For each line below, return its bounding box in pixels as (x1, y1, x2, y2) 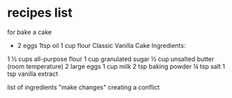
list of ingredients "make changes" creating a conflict (7, 83, 160, 91)
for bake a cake (7, 28, 52, 36)
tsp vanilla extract (7, 70, 59, 78)
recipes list (7, 5, 73, 21)
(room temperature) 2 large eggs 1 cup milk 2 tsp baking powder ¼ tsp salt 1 (7, 62, 225, 70)
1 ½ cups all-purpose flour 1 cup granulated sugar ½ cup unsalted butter (7, 54, 215, 63)
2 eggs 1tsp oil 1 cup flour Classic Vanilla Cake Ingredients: (17, 41, 186, 49)
